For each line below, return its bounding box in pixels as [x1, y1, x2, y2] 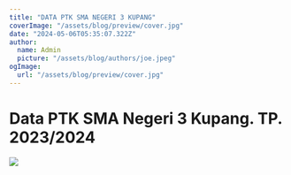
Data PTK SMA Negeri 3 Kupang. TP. [9, 108, 283, 128]
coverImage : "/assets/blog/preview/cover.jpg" [9, 21, 184, 30]
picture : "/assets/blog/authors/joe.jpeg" [17, 54, 176, 63]
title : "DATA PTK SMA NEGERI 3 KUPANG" [9, 12, 157, 22]
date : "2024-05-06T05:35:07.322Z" [9, 29, 137, 38]
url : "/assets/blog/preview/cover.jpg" [17, 71, 165, 80]
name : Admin [17, 46, 62, 55]
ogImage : [9, 63, 42, 72]
